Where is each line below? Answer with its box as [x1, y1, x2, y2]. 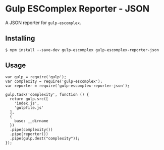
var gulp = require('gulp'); [5, 74, 67, 79]
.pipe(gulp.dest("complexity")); [10, 136, 80, 141]
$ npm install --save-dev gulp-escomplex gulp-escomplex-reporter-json [5, 47, 159, 53]
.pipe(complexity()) [10, 127, 53, 132]
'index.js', [14, 101, 39, 106]
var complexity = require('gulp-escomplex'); [5, 79, 102, 84]
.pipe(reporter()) [10, 131, 49, 136]
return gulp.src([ [10, 96, 49, 101]
